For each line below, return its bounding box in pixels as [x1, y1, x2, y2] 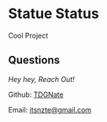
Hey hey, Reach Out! [8, 74, 75, 83]
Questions [8, 54, 61, 67]
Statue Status [8, 5, 100, 23]
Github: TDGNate [8, 90, 65, 99]
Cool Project [8, 31, 49, 40]
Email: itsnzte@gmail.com [8, 105, 92, 114]
